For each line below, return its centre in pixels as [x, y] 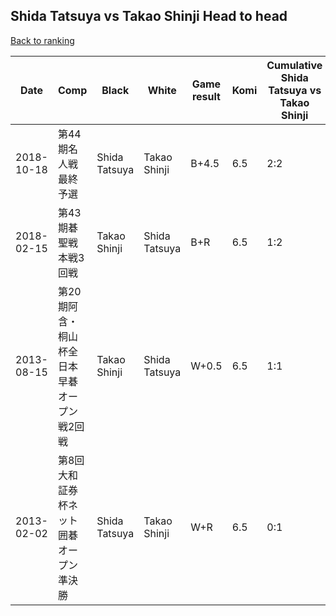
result [206, 96]
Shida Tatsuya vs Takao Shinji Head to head [149, 16]
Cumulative [294, 65]
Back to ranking [42, 40]
